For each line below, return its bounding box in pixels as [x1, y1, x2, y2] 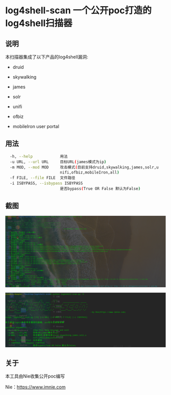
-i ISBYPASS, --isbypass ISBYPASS [10, 181, 83, 186]
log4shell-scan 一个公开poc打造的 [5, 5, 152, 16]
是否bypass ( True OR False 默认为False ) [60, 186, 141, 191]
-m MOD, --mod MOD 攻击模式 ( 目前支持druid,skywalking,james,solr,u [10, 164, 159, 170]
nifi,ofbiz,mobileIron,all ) [60, 170, 120, 175]
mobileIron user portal [12, 124, 60, 129]
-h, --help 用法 [10, 154, 68, 159]
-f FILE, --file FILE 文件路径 [10, 176, 75, 181]
